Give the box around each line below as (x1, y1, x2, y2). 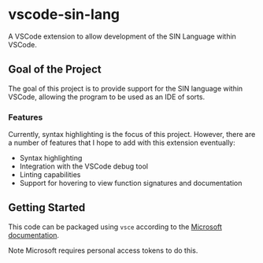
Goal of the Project (8, 63, 102, 76)
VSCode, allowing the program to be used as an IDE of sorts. (8, 92, 206, 102)
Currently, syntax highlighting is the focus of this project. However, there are (8, 130, 256, 139)
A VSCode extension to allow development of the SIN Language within (8, 31, 236, 41)
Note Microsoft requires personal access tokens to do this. (8, 246, 198, 255)
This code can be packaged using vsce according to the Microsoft (8, 222, 223, 232)
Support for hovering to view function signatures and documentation (19, 179, 243, 188)
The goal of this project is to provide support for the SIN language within (8, 83, 243, 93)
